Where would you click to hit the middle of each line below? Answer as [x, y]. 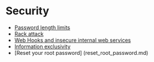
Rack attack [29, 33]
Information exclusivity [42, 46]
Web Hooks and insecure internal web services [73, 40]
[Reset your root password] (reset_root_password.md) [81, 52]
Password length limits [42, 27]
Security [27, 11]
